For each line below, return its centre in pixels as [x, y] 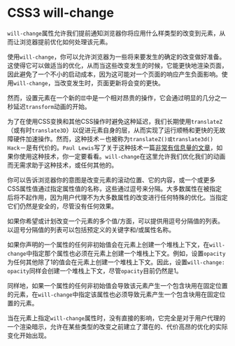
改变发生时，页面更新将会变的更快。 [112, 82]
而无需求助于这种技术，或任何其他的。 [62, 165]
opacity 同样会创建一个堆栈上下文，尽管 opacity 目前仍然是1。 [95, 271]
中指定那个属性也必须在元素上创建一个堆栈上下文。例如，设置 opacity [126, 253]
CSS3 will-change [60, 13]
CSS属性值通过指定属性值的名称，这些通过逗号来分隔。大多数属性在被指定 [115, 188]
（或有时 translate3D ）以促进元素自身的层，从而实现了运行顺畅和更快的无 [113, 130]
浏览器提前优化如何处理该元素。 [65, 42]
